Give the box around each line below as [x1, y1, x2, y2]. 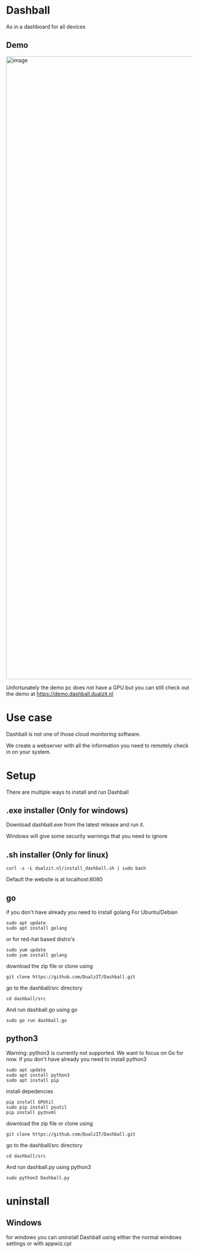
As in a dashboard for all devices [6, 23, 86, 30]
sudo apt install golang [6, 926, 67, 931]
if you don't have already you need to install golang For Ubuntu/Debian [6, 908, 178, 916]
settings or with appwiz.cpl [6, 1239, 72, 1247]
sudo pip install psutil [6, 1104, 67, 1110]
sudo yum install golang [6, 952, 67, 958]
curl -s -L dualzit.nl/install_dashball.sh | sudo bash [6, 865, 146, 872]
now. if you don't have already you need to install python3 [6, 1056, 147, 1063]
